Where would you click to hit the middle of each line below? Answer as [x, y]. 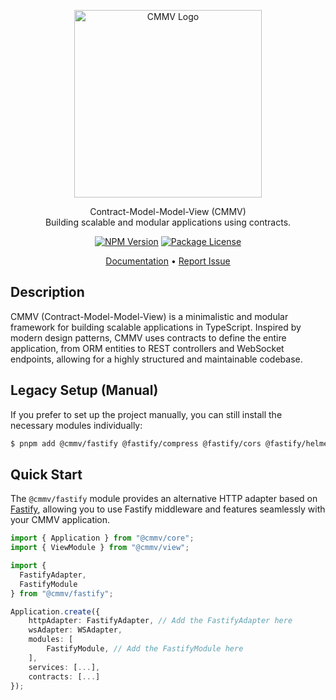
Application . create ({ [55, 611]
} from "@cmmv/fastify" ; [62, 593]
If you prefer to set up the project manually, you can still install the [146, 414]
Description [47, 292]
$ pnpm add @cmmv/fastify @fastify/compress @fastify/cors [136, 443]
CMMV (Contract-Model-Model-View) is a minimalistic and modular [149, 316]
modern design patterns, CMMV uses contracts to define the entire [148, 337]
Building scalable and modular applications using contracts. [168, 222]
